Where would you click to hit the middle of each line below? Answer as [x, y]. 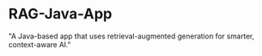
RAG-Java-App [60, 14]
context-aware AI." [40, 44]
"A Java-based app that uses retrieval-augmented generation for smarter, [131, 36]
